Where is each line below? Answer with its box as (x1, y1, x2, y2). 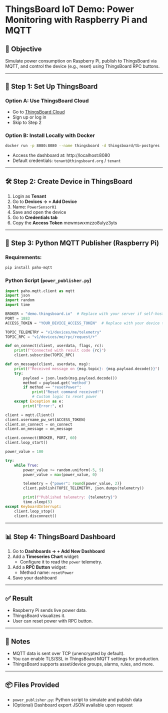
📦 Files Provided (5, 681, 59, 689)
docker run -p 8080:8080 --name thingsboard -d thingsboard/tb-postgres (5, 143, 160, 148)
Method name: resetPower (19, 569, 74, 575)
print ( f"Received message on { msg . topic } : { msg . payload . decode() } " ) (14, 366, 160, 371)
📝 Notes (5, 637, 30, 645)
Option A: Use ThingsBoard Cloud (5, 97, 89, 104)
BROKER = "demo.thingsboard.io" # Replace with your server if (5, 311, 142, 316)
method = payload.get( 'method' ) (23, 380, 91, 385)
